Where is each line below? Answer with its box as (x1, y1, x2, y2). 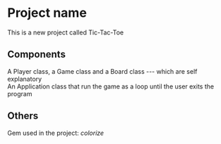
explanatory (7, 74, 42, 83)
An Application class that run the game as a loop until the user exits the (7, 82, 214, 91)
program (7, 89, 32, 98)
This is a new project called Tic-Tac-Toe (7, 28, 124, 37)
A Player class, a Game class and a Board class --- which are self (7, 67, 198, 75)
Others (7, 110, 39, 122)
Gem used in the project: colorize (7, 129, 104, 137)
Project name (7, 5, 87, 21)
